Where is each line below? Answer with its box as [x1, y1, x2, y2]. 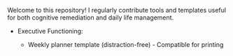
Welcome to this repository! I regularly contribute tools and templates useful [7, 6, 226, 14]
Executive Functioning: [17, 27, 83, 35]
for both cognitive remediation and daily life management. [7, 13, 174, 22]
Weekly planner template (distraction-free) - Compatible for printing [27, 41, 224, 48]
